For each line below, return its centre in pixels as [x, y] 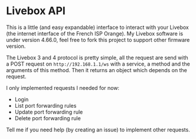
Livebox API [36, 11]
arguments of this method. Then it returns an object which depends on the [97, 70]
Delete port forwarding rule [48, 118]
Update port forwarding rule [49, 112]
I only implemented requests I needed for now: [63, 88]
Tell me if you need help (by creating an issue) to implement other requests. [98, 130]
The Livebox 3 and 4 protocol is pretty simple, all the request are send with [97, 57]
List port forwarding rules [45, 105]
